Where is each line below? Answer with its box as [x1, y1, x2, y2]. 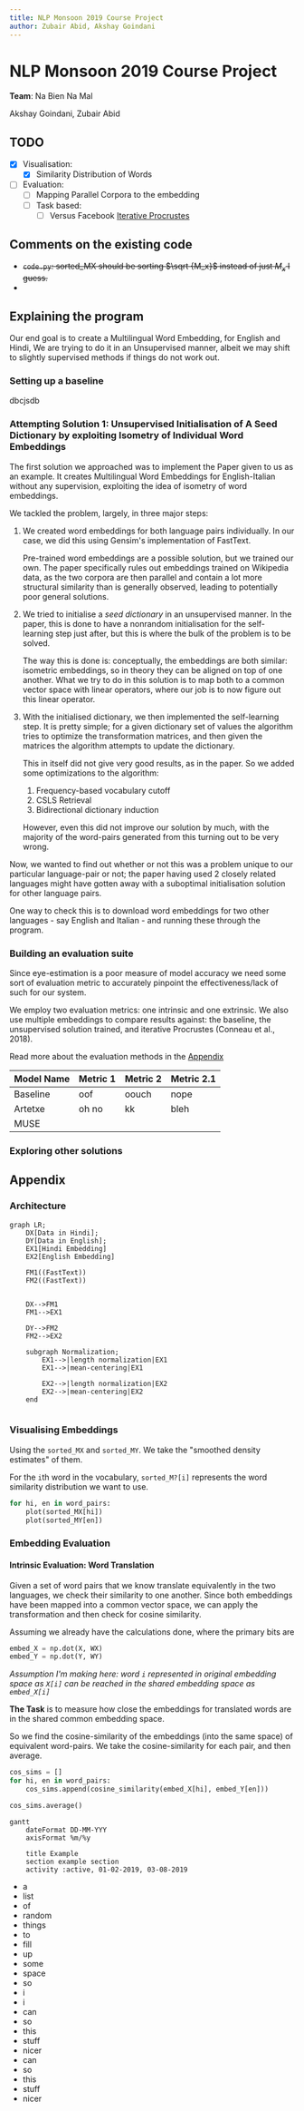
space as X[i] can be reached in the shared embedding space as [9, 1678, 256, 1689]
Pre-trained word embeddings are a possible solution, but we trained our [22, 552, 294, 563]
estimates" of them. [9, 1453, 83, 1465]
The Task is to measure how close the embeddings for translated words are [9, 1704, 292, 1715]
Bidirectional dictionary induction [35, 804, 160, 815]
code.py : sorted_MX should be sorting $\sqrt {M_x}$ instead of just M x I [22, 260, 290, 274]
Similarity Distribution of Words [35, 169, 152, 180]
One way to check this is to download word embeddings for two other [9, 904, 270, 916]
